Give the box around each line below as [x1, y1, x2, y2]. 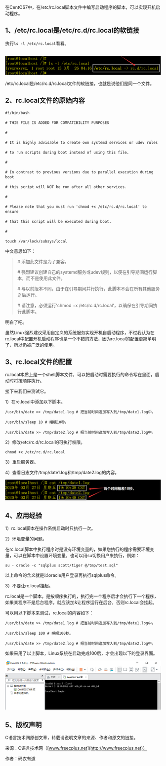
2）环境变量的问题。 [5, 536, 47, 542]
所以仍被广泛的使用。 [13, 342, 57, 348]
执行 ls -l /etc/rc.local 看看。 [5, 40, 69, 46]
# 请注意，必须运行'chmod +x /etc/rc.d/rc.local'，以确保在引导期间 [17, 302, 153, 308]
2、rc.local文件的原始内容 [5, 96, 85, 105]
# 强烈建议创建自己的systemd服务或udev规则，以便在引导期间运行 [17, 269, 153, 275]
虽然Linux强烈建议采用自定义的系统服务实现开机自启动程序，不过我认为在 [5, 329, 155, 335]
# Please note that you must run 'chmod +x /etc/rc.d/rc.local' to [5, 204, 147, 209]
